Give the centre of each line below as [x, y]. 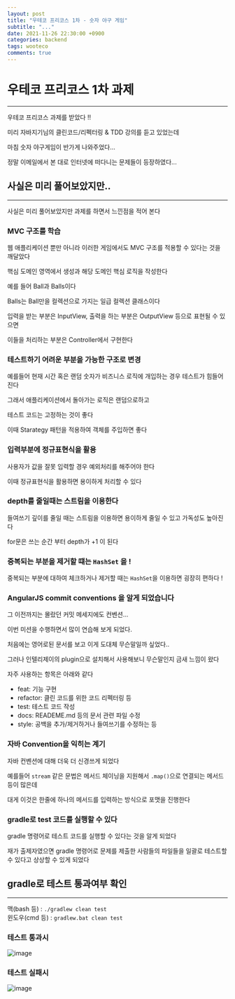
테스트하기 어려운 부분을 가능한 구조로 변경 [74, 359]
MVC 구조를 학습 [34, 231]
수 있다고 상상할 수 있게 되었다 [48, 860]
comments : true [29, 53]
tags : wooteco [28, 46]
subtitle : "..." [31, 27]
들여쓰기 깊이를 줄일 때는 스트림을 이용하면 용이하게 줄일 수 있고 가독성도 [106, 517]
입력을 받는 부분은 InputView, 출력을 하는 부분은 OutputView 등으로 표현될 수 [113, 316]
